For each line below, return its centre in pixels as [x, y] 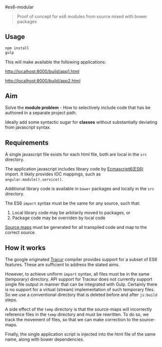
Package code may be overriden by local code [59, 218]
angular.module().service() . [34, 179]
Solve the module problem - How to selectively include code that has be [78, 108]
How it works [25, 248]
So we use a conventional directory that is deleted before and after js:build [81, 295]
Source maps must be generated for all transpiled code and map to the [76, 227]
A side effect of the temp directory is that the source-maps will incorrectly [79, 309]
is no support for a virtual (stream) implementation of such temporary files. [80, 289]
